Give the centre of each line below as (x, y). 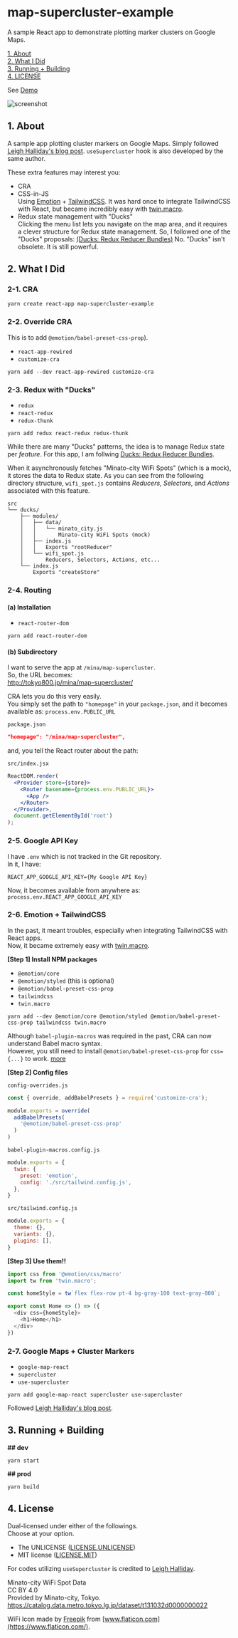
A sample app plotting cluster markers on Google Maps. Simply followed (113, 143)
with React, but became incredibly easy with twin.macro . (101, 209)
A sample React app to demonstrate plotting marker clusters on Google (111, 32)
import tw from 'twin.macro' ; (52, 1280)
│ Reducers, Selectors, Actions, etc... (90, 560)
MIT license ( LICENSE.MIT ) (57, 1555)
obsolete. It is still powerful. (58, 246)
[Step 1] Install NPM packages (52, 959)
